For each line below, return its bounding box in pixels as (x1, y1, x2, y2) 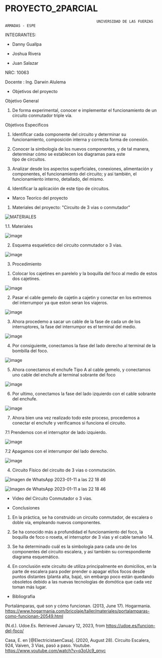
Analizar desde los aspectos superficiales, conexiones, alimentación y (12, 166, 153, 171)
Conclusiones (12, 505, 40, 510)
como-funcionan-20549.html (5, 613, 63, 619)
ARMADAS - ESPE (5, 23, 36, 28)
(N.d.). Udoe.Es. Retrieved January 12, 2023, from (5, 622, 106, 628)
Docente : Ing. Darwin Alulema (5, 79, 66, 85)
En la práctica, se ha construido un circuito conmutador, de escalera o (12, 514, 153, 520)
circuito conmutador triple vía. (12, 113, 73, 118)
